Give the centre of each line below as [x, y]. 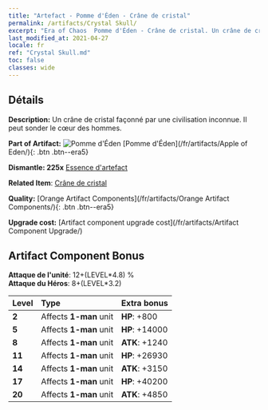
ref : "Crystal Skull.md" [49, 53]
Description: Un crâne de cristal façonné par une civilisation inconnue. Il [128, 119]
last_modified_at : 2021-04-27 [59, 38]
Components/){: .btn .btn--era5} [61, 207]
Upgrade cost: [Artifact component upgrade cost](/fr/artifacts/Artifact [124, 222]
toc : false [26, 61]
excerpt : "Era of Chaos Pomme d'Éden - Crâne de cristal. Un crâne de [130, 30]
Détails [26, 100]
